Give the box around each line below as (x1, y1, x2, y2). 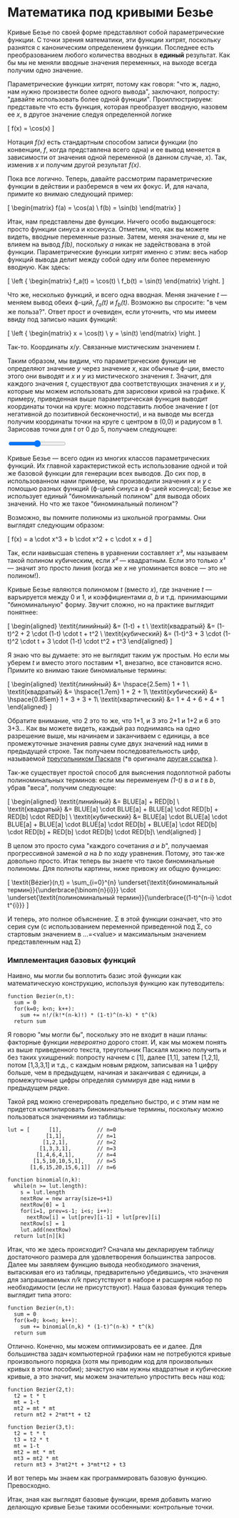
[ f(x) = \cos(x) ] (7, 124, 55, 132)
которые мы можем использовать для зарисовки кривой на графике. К (7, 386, 226, 395)
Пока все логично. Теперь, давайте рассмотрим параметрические (7, 174, 213, 183)
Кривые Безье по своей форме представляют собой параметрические (7, 28, 225, 36)
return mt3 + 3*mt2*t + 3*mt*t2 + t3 (14, 1462, 126, 1469)
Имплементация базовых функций (7, 955, 136, 965)
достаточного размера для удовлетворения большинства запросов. (7, 1253, 216, 1262)
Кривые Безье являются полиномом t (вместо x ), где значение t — (7, 585, 213, 594)
